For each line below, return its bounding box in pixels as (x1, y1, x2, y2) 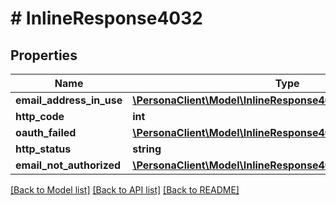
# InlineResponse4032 (10, 7, 203, 30)
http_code (15, 110, 65, 123)
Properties (10, 47, 78, 64)
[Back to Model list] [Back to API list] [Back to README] (10, 184, 240, 196)
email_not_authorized (15, 158, 122, 172)
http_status (15, 142, 72, 156)
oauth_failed (15, 126, 77, 139)
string (132, 142, 162, 156)
